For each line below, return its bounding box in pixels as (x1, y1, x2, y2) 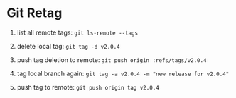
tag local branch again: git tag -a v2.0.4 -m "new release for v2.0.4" (16, 69, 230, 78)
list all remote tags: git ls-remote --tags (16, 28, 139, 37)
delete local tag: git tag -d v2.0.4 (16, 42, 120, 50)
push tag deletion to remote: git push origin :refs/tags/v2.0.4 (16, 55, 207, 64)
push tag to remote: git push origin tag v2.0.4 (16, 82, 159, 91)
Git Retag (6, 5, 63, 21)
